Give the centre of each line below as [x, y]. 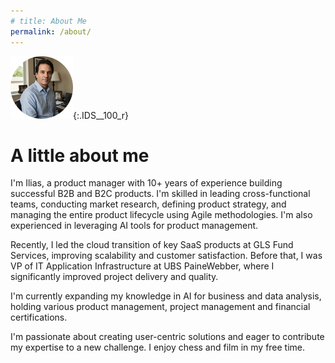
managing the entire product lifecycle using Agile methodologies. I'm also [161, 215]
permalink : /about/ [51, 31]
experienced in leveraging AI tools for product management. [134, 226]
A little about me [80, 155]
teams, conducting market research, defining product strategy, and [148, 204]
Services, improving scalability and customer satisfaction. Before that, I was [166, 256]
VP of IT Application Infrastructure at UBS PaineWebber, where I [142, 266]
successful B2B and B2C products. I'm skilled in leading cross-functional [160, 194]
